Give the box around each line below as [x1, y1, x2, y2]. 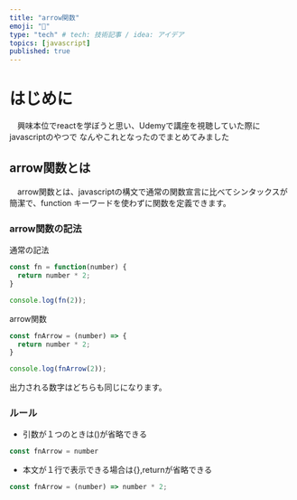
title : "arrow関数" [9, 13, 80, 23]
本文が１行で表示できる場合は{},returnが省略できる [22, 465, 213, 476]
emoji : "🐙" [9, 22, 51, 31]
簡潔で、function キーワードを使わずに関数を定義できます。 [9, 197, 232, 208]
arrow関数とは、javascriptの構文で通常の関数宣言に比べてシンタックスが [16, 186, 289, 197]
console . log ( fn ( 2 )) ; [9, 296, 88, 305]
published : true [9, 47, 70, 56]
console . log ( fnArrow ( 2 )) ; [9, 364, 107, 373]
